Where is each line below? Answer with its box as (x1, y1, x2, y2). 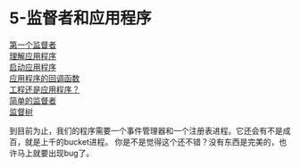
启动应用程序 (9, 62, 56, 72)
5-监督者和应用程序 (9, 8, 152, 29)
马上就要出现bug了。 (16, 147, 95, 158)
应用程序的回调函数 (9, 72, 80, 83)
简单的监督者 (9, 95, 56, 105)
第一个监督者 (9, 39, 56, 50)
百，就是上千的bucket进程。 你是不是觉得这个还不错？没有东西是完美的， (9, 136, 279, 147)
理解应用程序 (9, 50, 56, 61)
